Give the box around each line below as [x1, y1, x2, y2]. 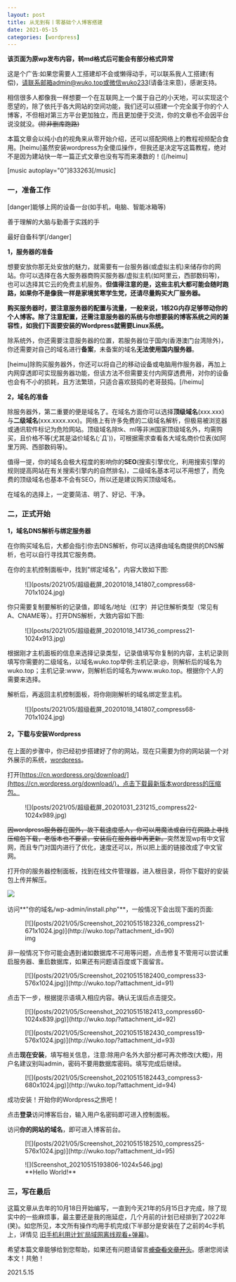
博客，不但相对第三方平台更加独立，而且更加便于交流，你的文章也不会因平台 [7, 111, 229, 120]
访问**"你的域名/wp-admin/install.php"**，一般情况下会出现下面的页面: [7, 905, 214, 914]
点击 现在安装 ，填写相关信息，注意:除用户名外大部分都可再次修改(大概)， [7, 1051, 217, 1059]
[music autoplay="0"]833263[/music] [7, 166, 116, 175]
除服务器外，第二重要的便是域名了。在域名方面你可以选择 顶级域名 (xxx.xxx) [7, 407, 225, 416]
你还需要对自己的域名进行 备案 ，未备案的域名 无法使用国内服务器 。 [7, 345, 198, 353]
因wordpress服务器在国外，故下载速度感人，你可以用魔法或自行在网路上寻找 [7, 826, 229, 834]
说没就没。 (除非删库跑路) [7, 120, 80, 128]
